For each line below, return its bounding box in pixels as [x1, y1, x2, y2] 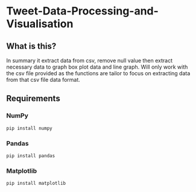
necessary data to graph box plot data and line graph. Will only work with [6, 63, 188, 70]
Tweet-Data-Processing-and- [6, 4, 159, 18]
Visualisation [6, 17, 74, 31]
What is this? [6, 41, 57, 51]
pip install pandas [6, 152, 55, 159]
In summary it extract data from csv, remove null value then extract [6, 57, 173, 64]
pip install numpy [6, 125, 52, 131]
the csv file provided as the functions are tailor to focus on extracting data [6, 70, 191, 76]
